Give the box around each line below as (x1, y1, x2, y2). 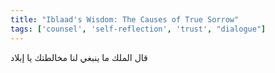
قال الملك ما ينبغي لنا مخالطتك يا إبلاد (10, 51, 148, 63)
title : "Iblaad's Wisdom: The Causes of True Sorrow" (10, 14, 240, 25)
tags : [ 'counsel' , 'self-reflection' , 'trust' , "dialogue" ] (10, 24, 267, 34)
